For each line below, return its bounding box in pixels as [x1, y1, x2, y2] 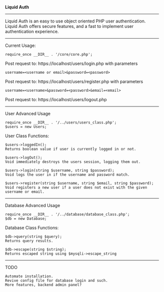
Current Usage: [5, 42, 36, 48]
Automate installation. [5, 274, 54, 279]
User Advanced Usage [5, 111, 51, 116]
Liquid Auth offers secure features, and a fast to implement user [5, 23, 134, 29]
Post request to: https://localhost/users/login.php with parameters [5, 61, 138, 66]
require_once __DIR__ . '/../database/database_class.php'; [5, 212, 130, 217]
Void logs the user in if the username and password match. [5, 172, 130, 177]
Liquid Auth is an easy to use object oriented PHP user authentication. [5, 18, 146, 24]
